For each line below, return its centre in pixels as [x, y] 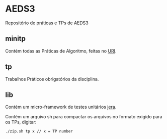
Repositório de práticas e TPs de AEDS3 [47, 23]
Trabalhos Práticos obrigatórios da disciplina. [52, 79]
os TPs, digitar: [21, 122]
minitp [16, 39]
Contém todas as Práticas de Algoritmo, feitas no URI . [61, 51]
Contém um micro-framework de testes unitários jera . [61, 107]
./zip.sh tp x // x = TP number [39, 131]
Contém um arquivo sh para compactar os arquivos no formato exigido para [84, 117]
